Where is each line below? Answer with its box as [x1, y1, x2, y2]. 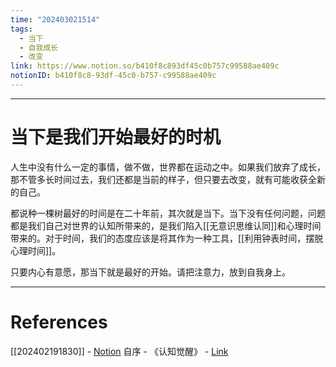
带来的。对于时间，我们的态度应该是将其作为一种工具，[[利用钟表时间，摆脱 [10, 232, 324, 244]
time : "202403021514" [10, 14, 101, 25]
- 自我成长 [19, 42, 59, 53]
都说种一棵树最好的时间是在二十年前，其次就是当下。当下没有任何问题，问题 [10, 207, 326, 219]
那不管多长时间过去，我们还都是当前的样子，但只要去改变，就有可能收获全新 [10, 173, 326, 185]
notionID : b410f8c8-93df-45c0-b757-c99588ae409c [10, 71, 217, 81]
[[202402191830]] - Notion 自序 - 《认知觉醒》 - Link [10, 345, 229, 357]
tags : [10, 24, 33, 34]
